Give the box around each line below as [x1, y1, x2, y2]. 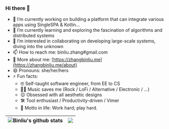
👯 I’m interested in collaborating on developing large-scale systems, [12, 38, 156, 44]
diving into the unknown [12, 44, 64, 50]
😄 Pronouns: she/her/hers [12, 68, 69, 74]
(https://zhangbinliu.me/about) [12, 62, 78, 68]
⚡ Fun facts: [12, 73, 38, 79]
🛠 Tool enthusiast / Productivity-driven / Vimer [20, 97, 119, 104]
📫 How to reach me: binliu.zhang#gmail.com [12, 49, 108, 55]
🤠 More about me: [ [12, 56, 54, 63]
